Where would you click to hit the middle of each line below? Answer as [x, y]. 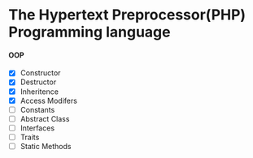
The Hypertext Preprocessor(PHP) [127, 15]
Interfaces [37, 128]
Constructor [40, 73]
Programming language [89, 32]
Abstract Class [45, 118]
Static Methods [46, 146]
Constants [37, 109]
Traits [30, 137]
